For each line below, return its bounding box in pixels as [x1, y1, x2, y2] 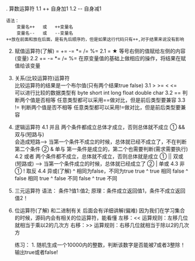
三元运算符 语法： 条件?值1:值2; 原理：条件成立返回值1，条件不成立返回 [14, 187, 186, 194]
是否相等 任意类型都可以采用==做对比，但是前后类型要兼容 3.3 [34, 97, 186, 104]
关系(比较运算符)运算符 [14, 75, 70, 81]
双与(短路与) [14, 131, 45, 138]
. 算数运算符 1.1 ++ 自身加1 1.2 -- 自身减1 [6, 5, 102, 12]
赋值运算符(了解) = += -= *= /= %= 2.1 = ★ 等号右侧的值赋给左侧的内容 [14, 47, 186, 54]
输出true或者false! [14, 249, 58, 256]
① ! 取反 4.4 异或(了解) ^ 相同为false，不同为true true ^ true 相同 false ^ [14, 167, 189, 174]
